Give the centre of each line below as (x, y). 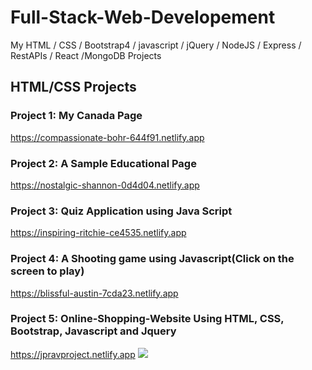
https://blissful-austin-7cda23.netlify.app (94, 293)
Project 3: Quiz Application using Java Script (121, 211)
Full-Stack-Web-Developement (143, 17)
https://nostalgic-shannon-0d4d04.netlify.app (105, 185)
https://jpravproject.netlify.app (73, 354)
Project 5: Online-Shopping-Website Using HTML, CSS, (147, 319)
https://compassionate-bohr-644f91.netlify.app (107, 137)
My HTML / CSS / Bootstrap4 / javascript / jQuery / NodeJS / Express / (156, 45)
